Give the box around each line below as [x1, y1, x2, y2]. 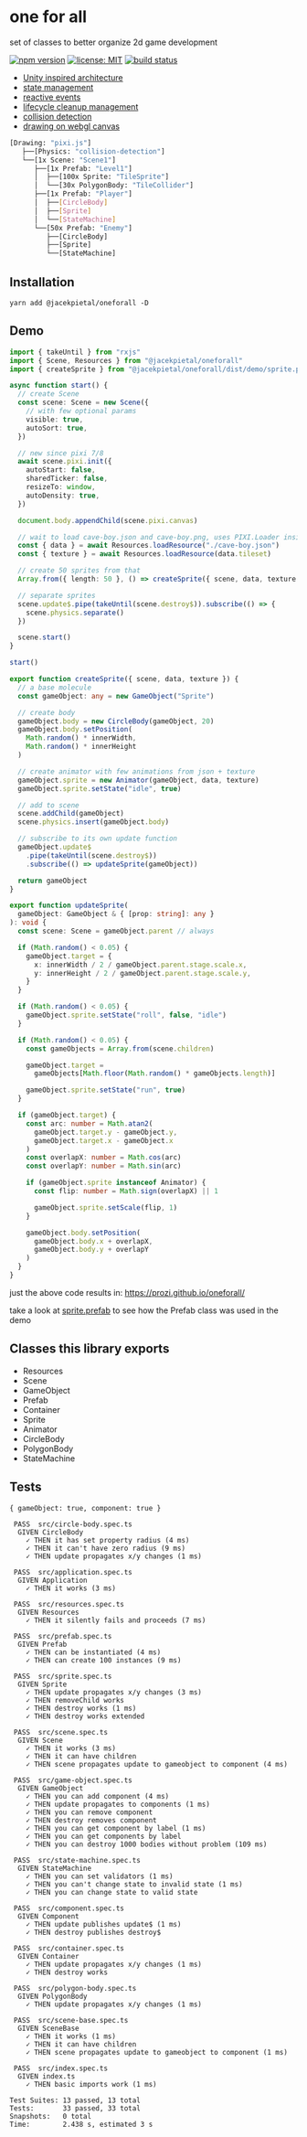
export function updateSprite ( [9, 901, 129, 911]
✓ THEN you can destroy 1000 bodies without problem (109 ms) [26, 1840, 268, 1849]
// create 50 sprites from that [17, 566, 142, 575]
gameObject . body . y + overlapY [33, 1245, 149, 1255]
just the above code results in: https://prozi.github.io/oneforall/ [9, 1287, 245, 1298]
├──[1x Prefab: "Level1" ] [33, 164, 132, 173]
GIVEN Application [17, 1576, 89, 1585]
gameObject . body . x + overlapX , [33, 1236, 153, 1245]
